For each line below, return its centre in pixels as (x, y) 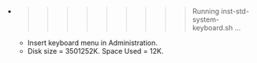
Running (206, 11)
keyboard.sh (212, 28)
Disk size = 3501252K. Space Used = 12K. (95, 51)
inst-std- (235, 11)
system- (205, 19)
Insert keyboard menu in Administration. (92, 43)
